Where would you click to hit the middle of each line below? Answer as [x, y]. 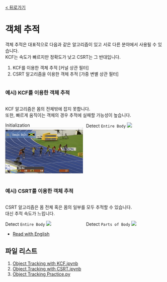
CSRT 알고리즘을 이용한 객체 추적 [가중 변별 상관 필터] [66, 74]
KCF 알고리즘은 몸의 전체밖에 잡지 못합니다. [48, 109]
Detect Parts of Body [108, 224]
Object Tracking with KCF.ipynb [45, 263]
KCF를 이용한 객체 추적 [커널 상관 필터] [51, 67]
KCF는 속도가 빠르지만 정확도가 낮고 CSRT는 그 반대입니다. [63, 57]
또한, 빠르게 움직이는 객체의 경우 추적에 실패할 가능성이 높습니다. [68, 115]
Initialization [18, 125]
